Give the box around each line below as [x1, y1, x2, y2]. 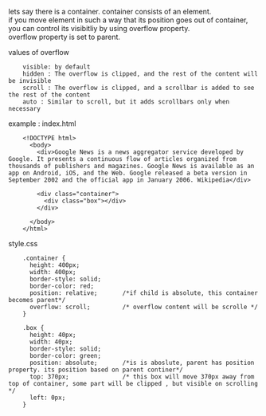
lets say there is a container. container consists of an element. [8, 7, 212, 16]
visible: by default [22, 63, 91, 71]
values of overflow [8, 48, 69, 57]
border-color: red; [29, 282, 94, 290]
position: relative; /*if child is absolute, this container [29, 289, 259, 297]
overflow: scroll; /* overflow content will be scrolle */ [29, 303, 259, 311]
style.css [8, 239, 38, 248]
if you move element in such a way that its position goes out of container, [8, 15, 248, 25]
